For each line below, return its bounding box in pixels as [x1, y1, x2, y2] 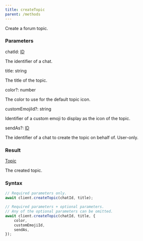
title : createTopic [5, 7, 45, 12]
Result [5, 147, 21, 153]
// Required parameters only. [5, 191, 67, 196]
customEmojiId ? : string [5, 106, 52, 112]
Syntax [5, 180, 23, 187]
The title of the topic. [5, 77, 48, 83]
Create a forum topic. [5, 25, 48, 31]
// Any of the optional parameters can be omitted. [5, 209, 113, 214]
